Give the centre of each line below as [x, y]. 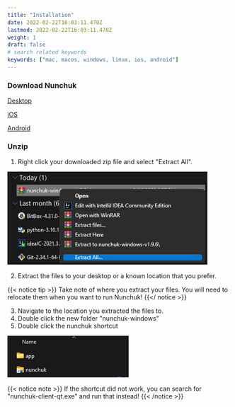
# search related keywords [47, 52]
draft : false [27, 45]
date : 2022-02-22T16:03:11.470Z [55, 22]
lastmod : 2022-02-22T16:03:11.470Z [60, 30]
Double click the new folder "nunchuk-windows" [88, 319]
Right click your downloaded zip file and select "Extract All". [105, 162]
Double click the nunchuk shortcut [68, 326]
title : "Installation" [41, 15]
